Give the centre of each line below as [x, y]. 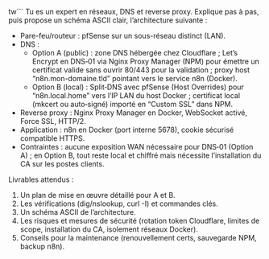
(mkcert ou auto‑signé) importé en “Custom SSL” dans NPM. [132, 104]
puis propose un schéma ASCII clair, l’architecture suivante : [108, 20]
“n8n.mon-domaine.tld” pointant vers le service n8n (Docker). [134, 78]
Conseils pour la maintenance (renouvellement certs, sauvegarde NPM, [139, 238]
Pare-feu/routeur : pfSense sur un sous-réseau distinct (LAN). [123, 36]
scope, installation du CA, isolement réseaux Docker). [109, 229]
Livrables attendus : [41, 179]
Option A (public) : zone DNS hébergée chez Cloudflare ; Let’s [135, 53]
